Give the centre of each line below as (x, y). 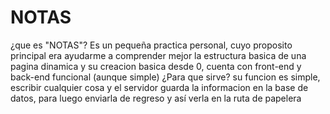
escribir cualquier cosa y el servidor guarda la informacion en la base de (159, 87)
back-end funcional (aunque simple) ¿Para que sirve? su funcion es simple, (165, 77)
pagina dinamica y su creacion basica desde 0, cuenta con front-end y (156, 66)
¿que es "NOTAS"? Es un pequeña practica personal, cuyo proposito (151, 45)
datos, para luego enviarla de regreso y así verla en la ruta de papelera (156, 98)
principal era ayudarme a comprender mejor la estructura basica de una (158, 55)
